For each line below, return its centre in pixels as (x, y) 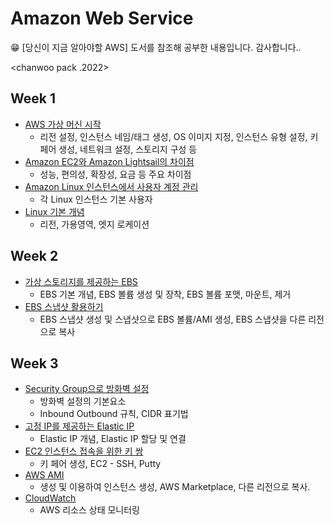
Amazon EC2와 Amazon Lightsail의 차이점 (109, 161)
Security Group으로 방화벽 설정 (87, 389)
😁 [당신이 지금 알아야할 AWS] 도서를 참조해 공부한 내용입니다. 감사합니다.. (156, 47)
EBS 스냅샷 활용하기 (64, 306)
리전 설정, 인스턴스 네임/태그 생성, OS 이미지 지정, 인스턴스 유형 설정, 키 (179, 136)
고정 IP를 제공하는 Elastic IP (79, 426)
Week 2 (34, 256)
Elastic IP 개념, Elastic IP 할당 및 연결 (113, 439)
